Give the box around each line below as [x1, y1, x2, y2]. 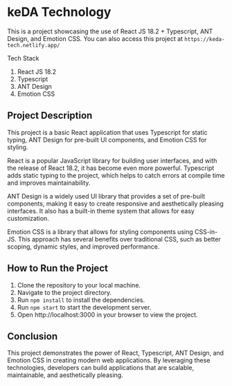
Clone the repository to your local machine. [17, 280, 141, 289]
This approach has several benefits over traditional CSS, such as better [17, 235, 222, 243]
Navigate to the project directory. [17, 288, 112, 296]
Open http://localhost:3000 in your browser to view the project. [17, 310, 199, 319]
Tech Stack [7, 53, 39, 62]
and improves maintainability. [7, 178, 91, 187]
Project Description [7, 110, 93, 121]
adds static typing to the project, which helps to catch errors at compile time [7, 171, 225, 179]
